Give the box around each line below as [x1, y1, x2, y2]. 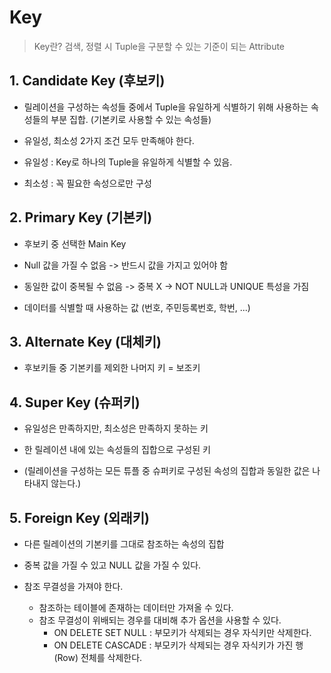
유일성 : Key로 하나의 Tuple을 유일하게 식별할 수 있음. [23, 156, 233, 168]
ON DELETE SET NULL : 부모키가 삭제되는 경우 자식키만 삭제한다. [53, 627, 312, 638]
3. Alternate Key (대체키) [9, 333, 162, 350]
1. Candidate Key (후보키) [9, 72, 166, 90]
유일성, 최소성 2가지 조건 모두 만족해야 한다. [23, 134, 195, 146]
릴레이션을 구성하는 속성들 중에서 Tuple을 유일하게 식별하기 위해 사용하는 [23, 101, 309, 113]
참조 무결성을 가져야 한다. [23, 581, 124, 592]
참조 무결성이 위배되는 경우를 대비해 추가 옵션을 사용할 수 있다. [38, 614, 282, 626]
